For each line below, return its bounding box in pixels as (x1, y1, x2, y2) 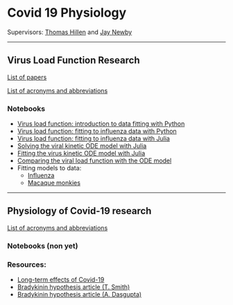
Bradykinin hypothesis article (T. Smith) (17, 283, 130, 291)
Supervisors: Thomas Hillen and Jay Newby (7, 28, 132, 36)
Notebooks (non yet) (7, 241, 78, 251)
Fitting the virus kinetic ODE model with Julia (17, 149, 146, 158)
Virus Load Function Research (7, 54, 140, 67)
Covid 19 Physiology (7, 5, 127, 21)
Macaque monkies (27, 179, 81, 187)
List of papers (7, 73, 47, 81)
